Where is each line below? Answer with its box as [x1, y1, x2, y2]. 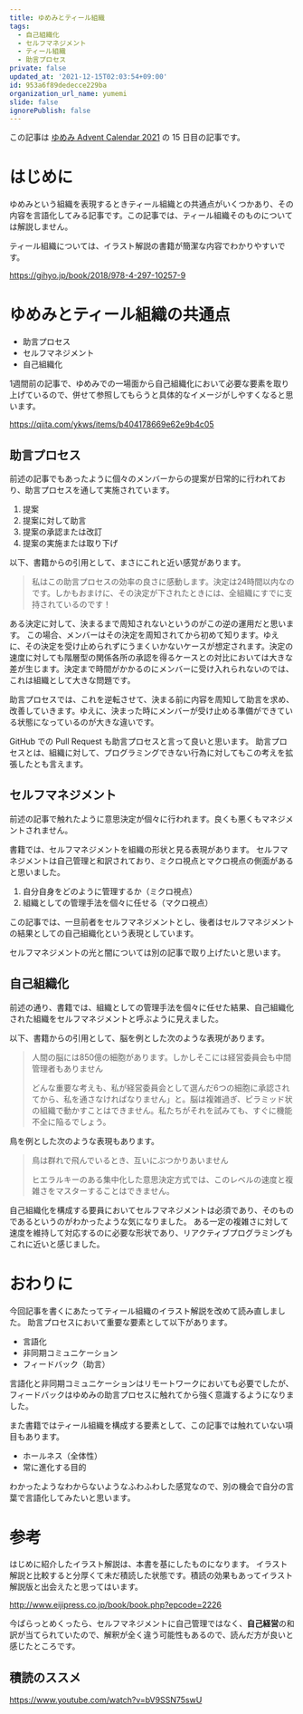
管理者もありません [31, 1063, 104, 1074]
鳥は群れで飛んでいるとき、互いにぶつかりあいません [31, 1154, 229, 1165]
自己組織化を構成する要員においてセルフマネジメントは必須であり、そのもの [9, 1204, 294, 1215]
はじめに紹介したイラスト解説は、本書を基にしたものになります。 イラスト [9, 1559, 288, 1570]
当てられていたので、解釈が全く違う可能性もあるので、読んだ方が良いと [24, 1630, 294, 1641]
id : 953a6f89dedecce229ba [9, 81, 107, 90]
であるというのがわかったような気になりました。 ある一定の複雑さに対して [9, 1216, 289, 1227]
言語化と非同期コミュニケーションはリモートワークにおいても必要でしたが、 [9, 1378, 294, 1389]
